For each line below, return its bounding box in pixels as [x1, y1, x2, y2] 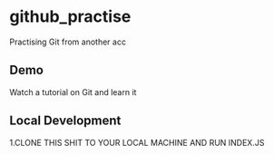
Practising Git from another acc [9, 36, 127, 47]
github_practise [9, 6, 132, 27]
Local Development [9, 113, 122, 129]
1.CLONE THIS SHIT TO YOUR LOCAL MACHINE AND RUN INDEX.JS [9, 137, 265, 148]
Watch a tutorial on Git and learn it [9, 86, 137, 97]
